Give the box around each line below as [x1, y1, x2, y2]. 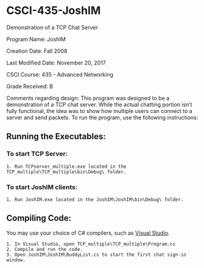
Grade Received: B [6, 83, 54, 90]
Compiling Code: [6, 213, 72, 224]
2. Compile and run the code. [6, 246, 83, 252]
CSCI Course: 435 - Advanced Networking [6, 70, 114, 78]
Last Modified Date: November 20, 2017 [6, 59, 107, 66]
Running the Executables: [6, 131, 106, 142]
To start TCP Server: [6, 149, 68, 158]
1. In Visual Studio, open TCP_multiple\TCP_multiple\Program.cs [6, 241, 175, 247]
